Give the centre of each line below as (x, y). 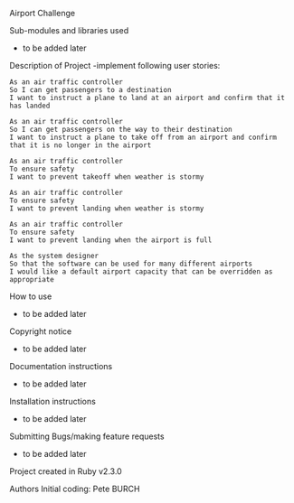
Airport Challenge (42, 13)
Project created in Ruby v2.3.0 (66, 471)
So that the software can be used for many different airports (131, 264)
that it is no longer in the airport (81, 145)
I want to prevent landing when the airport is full (111, 240)
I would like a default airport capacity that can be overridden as (141, 272)
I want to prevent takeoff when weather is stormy (107, 177)
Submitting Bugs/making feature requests (87, 436)
